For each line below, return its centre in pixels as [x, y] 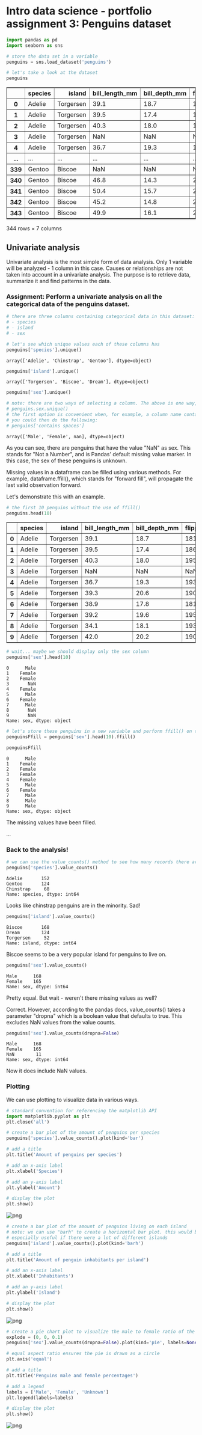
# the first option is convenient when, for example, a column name [94, 415]
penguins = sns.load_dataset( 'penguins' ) [59, 62]
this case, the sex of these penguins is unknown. [67, 460]
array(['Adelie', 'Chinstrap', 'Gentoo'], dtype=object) [79, 361]
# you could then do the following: [52, 420]
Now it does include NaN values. [47, 1071]
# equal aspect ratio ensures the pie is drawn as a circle [83, 1354]
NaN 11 [24, 1054]
